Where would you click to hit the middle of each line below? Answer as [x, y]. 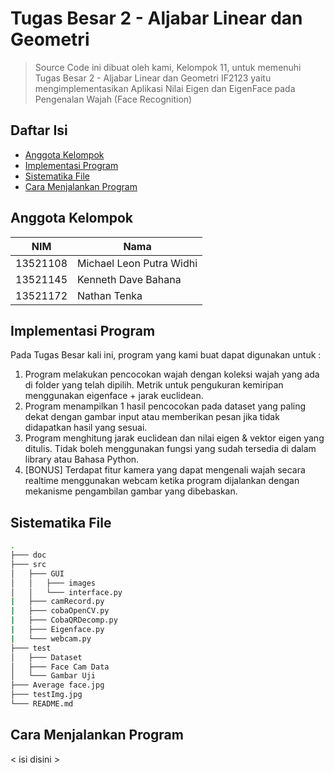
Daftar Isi [39, 130]
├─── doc [28, 555]
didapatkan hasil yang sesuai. [86, 428]
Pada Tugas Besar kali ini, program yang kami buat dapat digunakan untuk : [166, 355]
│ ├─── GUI [37, 573]
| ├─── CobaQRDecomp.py [64, 620]
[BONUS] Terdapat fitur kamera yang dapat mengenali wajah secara [165, 470]
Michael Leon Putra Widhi [137, 263]
